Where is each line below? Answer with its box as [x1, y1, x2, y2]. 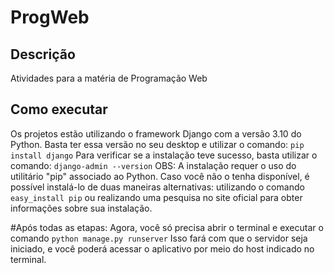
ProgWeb [10, 6, 90, 29]
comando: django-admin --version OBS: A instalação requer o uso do [10, 159, 297, 171]
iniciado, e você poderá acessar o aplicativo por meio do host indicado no [10, 242, 315, 255]
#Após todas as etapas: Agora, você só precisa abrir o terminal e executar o [10, 221, 324, 233]
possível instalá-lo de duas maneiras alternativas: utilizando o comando [10, 181, 305, 193]
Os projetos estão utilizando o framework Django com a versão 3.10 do [10, 127, 302, 140]
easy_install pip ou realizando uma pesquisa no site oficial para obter [10, 191, 303, 203]
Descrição [10, 46, 76, 63]
